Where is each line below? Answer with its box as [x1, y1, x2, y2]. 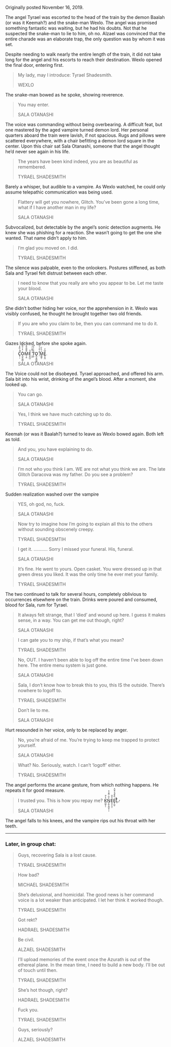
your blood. [17, 285, 42, 291]
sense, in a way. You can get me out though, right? [17, 617, 124, 623]
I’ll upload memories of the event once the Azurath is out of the [17, 957, 151, 963]
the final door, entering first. [5, 62, 64, 68]
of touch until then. [17, 967, 58, 973]
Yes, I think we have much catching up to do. [17, 411, 112, 417]
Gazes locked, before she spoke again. [5, 340, 87, 346]
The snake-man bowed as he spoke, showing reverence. [5, 92, 125, 98]
